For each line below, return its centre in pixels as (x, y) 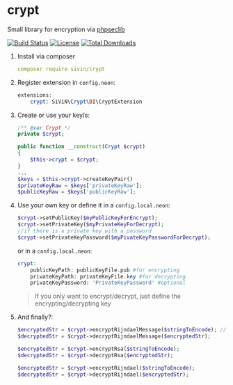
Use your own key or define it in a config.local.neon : (94, 205)
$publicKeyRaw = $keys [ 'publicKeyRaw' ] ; (77, 192)
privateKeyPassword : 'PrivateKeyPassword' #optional (108, 283)
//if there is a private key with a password (84, 231)
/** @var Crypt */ (44, 127)
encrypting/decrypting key (73, 304)
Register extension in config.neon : (66, 82)
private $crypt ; (41, 134)
